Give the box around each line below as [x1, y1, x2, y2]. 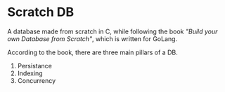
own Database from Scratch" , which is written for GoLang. [7, 34, 178, 43]
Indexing [17, 69, 44, 77]
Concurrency [17, 76, 56, 84]
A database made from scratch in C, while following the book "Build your [7, 27, 218, 36]
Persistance [17, 61, 53, 70]
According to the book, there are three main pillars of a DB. [7, 48, 178, 56]
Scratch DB [7, 4, 75, 20]
